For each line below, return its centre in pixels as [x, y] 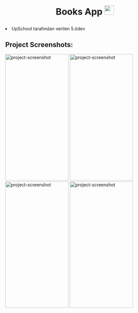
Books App [79, 12]
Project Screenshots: [39, 45]
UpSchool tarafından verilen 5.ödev [49, 29]
